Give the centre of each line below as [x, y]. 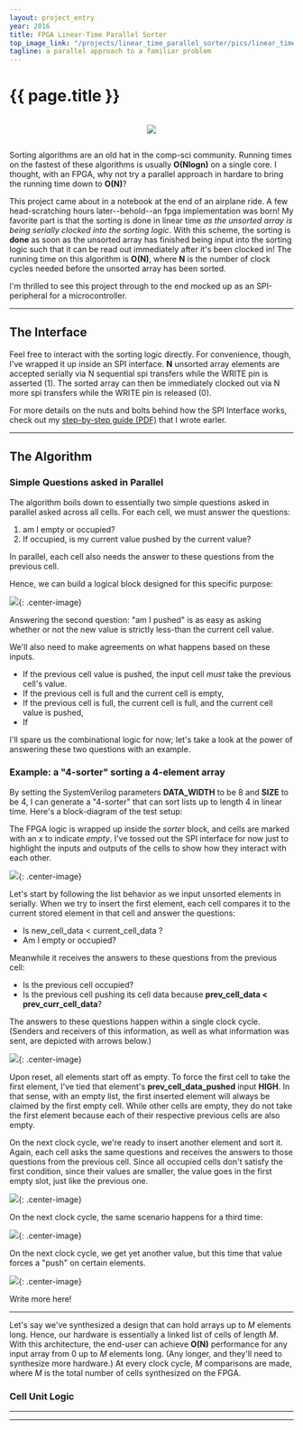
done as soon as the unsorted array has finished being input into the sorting [151, 240]
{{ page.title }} [65, 96]
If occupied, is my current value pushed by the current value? [137, 539]
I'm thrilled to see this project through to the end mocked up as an [132, 287]
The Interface [48, 332]
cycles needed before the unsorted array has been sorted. [118, 268]
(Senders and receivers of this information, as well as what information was [150, 1030]
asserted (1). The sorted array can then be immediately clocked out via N [145, 383]
